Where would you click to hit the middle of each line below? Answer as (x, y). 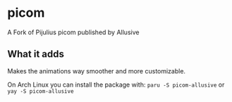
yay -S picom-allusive (41, 91)
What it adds (36, 54)
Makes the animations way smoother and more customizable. (96, 71)
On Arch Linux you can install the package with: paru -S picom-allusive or (116, 85)
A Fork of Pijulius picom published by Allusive (73, 32)
